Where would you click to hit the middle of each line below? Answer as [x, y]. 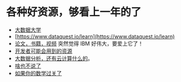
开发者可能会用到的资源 [43, 51]
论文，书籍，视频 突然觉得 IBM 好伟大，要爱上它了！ [79, 43]
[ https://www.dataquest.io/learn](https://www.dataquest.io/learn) [95, 36]
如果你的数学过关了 [38, 73]
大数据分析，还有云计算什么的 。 [54, 58]
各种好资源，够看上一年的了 [74, 12]
